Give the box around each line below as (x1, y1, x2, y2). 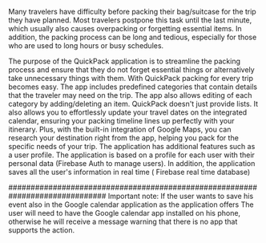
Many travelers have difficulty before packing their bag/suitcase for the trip (8, 7, 256, 16)
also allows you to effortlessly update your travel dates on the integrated (8, 107, 248, 117)
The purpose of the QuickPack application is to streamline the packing (8, 56, 241, 66)
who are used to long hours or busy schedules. (8, 41, 164, 51)
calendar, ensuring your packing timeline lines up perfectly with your (8, 116, 235, 125)
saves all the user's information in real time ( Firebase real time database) (8, 168, 251, 176)
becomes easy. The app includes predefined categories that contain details (8, 82, 258, 91)
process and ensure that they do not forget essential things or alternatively (8, 65, 255, 75)
